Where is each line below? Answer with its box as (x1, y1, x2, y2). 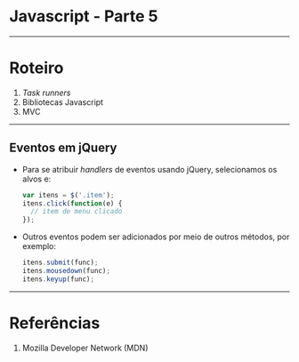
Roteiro (9, 58, 64, 78)
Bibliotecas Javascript (21, 96, 104, 108)
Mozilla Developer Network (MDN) (21, 342, 149, 353)
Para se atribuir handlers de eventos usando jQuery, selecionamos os (21, 164, 278, 174)
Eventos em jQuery (9, 141, 117, 156)
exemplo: (21, 241, 56, 252)
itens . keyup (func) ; (21, 274, 95, 284)
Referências (9, 313, 101, 333)
